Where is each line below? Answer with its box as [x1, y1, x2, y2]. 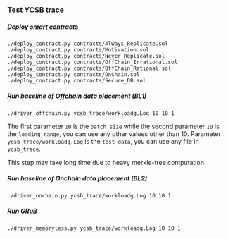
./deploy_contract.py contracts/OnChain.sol [7, 71, 140, 78]
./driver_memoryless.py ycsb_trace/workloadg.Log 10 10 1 [7, 224, 181, 232]
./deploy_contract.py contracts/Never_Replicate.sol [7, 52, 165, 59]
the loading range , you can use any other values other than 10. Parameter [7, 129, 222, 138]
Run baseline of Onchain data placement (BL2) [7, 174, 148, 183]
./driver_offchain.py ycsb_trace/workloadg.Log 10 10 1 [7, 109, 175, 117]
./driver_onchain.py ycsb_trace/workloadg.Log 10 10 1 [7, 192, 172, 199]
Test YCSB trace [7, 5, 65, 15]
